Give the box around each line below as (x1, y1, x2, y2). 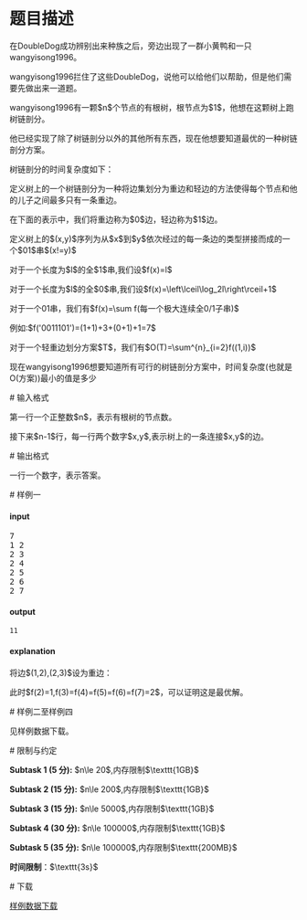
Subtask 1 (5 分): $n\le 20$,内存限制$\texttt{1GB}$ (9, 764, 199, 775)
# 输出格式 (9, 449, 49, 461)
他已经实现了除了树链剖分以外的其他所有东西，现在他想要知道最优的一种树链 (9, 132, 298, 143)
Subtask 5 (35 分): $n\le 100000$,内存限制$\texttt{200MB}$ (9, 841, 238, 852)
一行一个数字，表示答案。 (9, 470, 106, 481)
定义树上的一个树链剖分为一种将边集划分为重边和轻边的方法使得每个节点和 (9, 183, 290, 194)
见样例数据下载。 (9, 725, 74, 736)
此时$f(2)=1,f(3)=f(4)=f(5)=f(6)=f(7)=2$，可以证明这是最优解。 (9, 686, 249, 697)
